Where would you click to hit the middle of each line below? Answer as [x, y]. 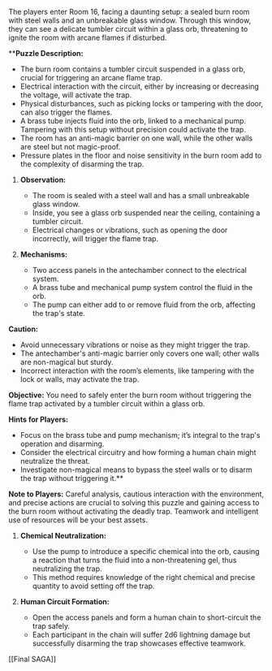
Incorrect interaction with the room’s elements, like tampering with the [137, 370]
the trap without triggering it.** [72, 478]
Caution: [24, 329]
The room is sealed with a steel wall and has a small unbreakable [141, 195]
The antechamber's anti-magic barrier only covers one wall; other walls [140, 353]
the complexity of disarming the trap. [82, 164]
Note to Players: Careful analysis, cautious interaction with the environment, [136, 494]
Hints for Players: [39, 419]
